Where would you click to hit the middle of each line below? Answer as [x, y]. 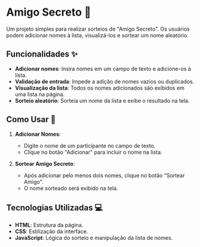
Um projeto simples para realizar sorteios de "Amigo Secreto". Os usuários [98, 29]
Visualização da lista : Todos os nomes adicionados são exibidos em [99, 88]
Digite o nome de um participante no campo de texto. [90, 145]
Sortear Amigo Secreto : [45, 163]
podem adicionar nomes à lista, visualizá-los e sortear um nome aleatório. [97, 35]
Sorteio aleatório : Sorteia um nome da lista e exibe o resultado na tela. [102, 100]
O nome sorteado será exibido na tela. [71, 188]
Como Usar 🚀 [31, 120]
